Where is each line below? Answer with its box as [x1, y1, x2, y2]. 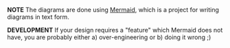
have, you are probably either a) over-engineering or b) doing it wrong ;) [7, 33, 211, 41]
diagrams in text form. [7, 13, 70, 21]
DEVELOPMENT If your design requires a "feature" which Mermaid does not [7, 26, 223, 34]
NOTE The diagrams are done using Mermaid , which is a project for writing [7, 6, 220, 14]
